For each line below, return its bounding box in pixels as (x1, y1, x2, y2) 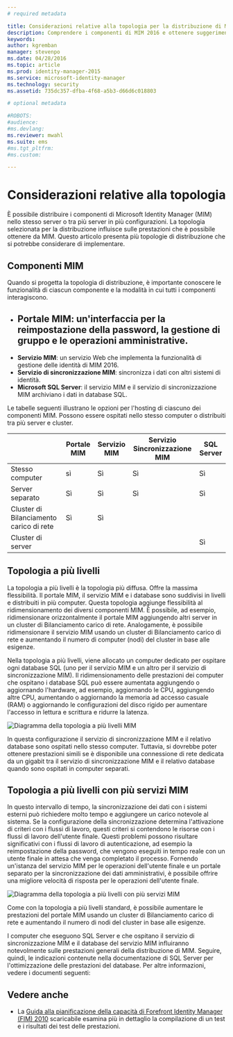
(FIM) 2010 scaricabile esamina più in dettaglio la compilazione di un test (17, 1015, 225, 1023)
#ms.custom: (7, 151, 42, 158)
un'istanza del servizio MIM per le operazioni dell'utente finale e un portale (7, 862, 221, 870)
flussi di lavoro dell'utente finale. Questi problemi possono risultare (7, 832, 198, 841)
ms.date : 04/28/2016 (7, 55, 67, 63)
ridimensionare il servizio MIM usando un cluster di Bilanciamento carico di (7, 628, 222, 636)
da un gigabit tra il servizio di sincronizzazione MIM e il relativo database (7, 757, 215, 765)
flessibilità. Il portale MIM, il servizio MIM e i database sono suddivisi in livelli (7, 591, 226, 599)
